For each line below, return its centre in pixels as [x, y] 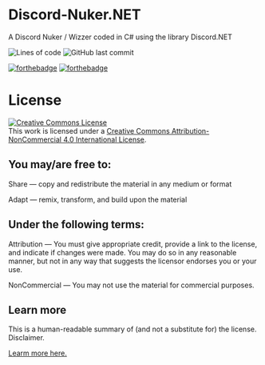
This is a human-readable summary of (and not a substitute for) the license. [132, 329]
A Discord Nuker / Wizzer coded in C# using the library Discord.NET [121, 37]
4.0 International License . [105, 139]
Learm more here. [38, 353]
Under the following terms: [77, 225]
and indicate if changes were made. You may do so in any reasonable [123, 252]
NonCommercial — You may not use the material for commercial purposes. [131, 285]
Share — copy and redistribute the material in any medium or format [120, 184]
